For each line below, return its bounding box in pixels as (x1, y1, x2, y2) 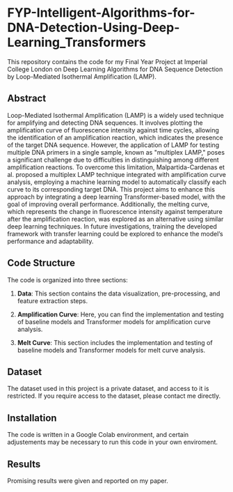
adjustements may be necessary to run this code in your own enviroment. (7, 438, 218, 447)
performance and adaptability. (7, 237, 94, 245)
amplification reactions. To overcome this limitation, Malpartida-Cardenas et (7, 162, 225, 171)
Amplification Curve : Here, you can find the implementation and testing (17, 310, 224, 318)
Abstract (7, 93, 47, 105)
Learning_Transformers (7, 35, 146, 50)
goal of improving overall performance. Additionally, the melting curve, (7, 200, 210, 208)
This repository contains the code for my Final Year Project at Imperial (7, 57, 208, 66)
